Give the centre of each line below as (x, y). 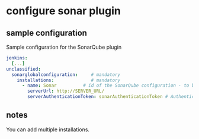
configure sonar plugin (64, 11)
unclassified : (24, 69)
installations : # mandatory (68, 80)
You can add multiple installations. (48, 129)
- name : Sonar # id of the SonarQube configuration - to (105, 86)
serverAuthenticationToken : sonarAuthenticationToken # (98, 97)
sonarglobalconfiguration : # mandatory (66, 75)
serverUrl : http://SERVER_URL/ (66, 91)
